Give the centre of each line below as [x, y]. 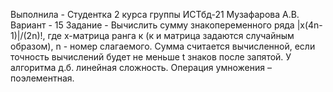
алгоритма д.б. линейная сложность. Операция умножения [137, 67]
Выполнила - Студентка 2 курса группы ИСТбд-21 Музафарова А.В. [155, 14]
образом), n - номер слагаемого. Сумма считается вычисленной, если [163, 46]
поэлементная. [42, 78]
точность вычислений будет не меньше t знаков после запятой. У [151, 57]
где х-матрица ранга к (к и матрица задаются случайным [171, 35]
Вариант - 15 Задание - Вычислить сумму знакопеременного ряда [152, 25]
